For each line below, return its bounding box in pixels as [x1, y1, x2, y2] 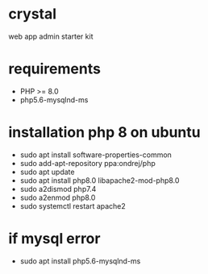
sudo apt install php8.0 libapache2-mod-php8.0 [19, 175, 180, 185]
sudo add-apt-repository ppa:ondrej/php [19, 158, 156, 168]
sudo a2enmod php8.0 [19, 193, 96, 202]
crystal [8, 5, 57, 23]
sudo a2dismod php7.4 [19, 184, 97, 193]
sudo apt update [19, 167, 75, 176]
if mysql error [8, 230, 101, 247]
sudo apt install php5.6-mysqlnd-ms [19, 255, 141, 266]
